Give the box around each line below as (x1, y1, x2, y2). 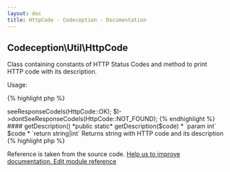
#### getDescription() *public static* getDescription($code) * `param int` (7, 122, 216, 131)
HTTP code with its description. (7, 67, 97, 76)
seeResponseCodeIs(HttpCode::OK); (7, 107, 112, 116)
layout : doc (7, 10, 41, 17)
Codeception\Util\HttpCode (7, 42, 128, 54)
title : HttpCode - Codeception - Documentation (7, 17, 147, 23)
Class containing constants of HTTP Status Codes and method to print (7, 60, 207, 69)
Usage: (7, 80, 28, 89)
